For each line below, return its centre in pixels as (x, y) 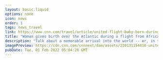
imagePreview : (19, 45)
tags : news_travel (24, 28)
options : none (19, 14)
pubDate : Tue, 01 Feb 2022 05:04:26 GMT (47, 50)
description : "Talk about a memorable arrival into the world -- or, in (80, 41)
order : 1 (14, 23)
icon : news (16, 18)
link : (10, 32)
